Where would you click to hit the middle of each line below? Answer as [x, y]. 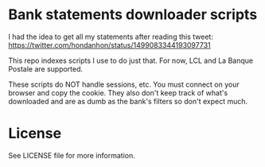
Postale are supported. [46, 68]
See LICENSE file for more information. [72, 155]
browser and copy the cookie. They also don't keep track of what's [118, 92]
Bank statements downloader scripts [133, 15]
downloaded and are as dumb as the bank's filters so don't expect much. [128, 101]
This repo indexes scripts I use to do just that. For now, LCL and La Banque [131, 60]
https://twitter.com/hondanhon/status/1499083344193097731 [109, 45]
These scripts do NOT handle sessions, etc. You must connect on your [124, 84]
